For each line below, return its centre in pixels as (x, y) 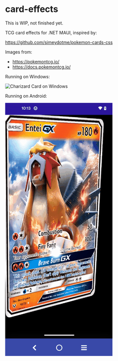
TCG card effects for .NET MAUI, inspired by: (51, 32)
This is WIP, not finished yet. (34, 23)
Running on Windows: (28, 76)
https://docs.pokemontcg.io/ (41, 67)
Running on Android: (26, 96)
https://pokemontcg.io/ (36, 61)
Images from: (19, 52)
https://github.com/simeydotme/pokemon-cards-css (59, 42)
